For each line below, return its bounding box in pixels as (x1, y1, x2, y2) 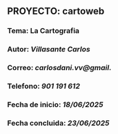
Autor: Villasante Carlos (7, 45, 91, 54)
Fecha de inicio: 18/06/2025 (7, 100, 104, 109)
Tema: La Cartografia (7, 26, 80, 36)
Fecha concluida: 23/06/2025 (7, 118, 110, 128)
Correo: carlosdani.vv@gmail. (7, 63, 112, 73)
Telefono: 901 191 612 (7, 82, 81, 91)
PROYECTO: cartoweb (7, 5, 105, 17)
